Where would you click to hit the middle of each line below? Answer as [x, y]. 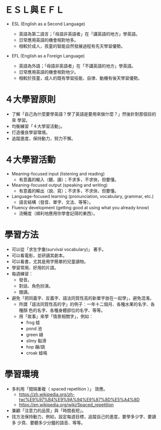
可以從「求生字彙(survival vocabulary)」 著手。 [59, 249]
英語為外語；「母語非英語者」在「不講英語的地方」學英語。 [77, 66]
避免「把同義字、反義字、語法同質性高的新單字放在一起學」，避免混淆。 [83, 298]
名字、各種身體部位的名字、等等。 [71, 310]
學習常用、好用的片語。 [35, 267]
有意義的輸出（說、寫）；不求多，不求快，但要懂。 [69, 191]
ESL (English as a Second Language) [48, 24]
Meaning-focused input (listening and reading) [58, 174]
